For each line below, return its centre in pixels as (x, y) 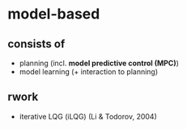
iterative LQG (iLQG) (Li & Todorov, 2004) (88, 116)
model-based (54, 14)
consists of (36, 44)
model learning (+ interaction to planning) (89, 72)
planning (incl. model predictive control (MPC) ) (99, 63)
